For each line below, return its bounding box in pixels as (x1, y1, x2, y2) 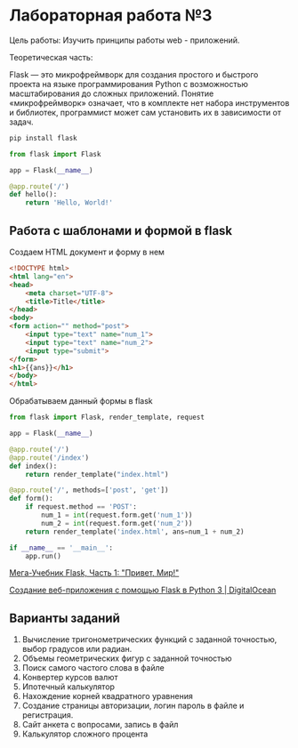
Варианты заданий (9, 610, 120, 625)
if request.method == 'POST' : (25, 503, 138, 511)
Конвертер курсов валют (21, 672, 118, 683)
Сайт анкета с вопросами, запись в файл (21, 720, 179, 730)
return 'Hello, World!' (25, 198, 114, 207)
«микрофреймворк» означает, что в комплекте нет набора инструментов (9, 97, 290, 108)
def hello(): (9, 190, 58, 199)
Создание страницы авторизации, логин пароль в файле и (21, 700, 245, 712)
